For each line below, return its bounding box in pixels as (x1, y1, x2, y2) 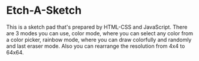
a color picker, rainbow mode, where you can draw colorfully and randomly (6, 36, 192, 43)
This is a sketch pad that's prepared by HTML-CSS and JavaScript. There (6, 23, 188, 30)
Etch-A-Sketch (6, 4, 82, 17)
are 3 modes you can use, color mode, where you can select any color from (6, 29, 194, 36)
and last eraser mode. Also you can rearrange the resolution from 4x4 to (6, 42, 185, 50)
